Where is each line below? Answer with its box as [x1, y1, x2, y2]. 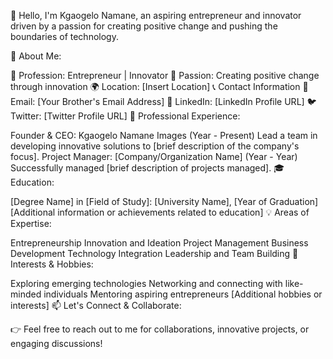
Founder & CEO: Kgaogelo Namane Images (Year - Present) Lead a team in [10, 130, 318, 141]
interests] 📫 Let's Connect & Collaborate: [10, 300, 182, 311]
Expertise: [10, 218, 52, 229]
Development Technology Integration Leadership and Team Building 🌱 [10, 248, 299, 259]
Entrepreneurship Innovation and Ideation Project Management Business [10, 237, 309, 249]
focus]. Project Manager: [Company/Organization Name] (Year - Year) [10, 151, 298, 162]
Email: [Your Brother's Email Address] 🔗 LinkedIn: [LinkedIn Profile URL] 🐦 [10, 96, 317, 107]
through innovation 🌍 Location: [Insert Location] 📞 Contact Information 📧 [10, 81, 309, 92]
